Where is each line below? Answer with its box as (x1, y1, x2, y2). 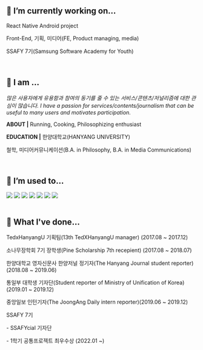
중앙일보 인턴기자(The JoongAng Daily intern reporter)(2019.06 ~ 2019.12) (6, 298, 188, 306)
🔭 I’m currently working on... (6, 6, 116, 16)
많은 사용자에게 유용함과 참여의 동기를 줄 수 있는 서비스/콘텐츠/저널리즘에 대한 (6, 94, 190, 102)
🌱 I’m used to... (6, 176, 64, 186)
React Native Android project (6, 22, 79, 29)
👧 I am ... (6, 77, 39, 88)
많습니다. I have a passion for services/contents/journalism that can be (17, 102, 195, 109)
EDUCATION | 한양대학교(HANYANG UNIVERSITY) (6, 133, 130, 140)
